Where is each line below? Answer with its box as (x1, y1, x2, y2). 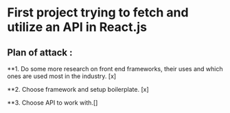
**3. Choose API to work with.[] (7, 99, 98, 107)
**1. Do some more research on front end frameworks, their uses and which (7, 65, 223, 73)
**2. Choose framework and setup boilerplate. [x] (7, 86, 149, 93)
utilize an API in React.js (7, 19, 148, 35)
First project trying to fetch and (7, 5, 189, 21)
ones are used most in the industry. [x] (7, 72, 117, 80)
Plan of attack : (7, 47, 73, 58)
